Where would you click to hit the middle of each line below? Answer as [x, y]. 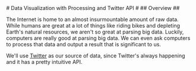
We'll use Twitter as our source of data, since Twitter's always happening [96, 56]
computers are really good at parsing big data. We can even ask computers [98, 38]
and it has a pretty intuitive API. [44, 62]
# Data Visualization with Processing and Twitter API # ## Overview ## [93, 8]
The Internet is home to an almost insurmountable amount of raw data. [93, 19]
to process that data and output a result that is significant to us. [84, 44]
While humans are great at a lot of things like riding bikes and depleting [93, 26]
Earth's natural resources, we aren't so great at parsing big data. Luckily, [95, 32]
